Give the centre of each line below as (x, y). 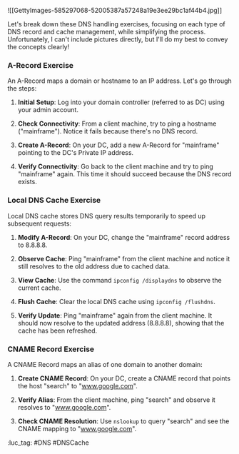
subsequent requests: (40, 223)
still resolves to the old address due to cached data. (94, 266)
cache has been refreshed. (57, 331)
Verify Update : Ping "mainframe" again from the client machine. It (115, 315)
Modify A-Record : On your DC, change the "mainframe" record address (124, 237)
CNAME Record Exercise (51, 349)
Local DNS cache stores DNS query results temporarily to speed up (106, 216)
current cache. (40, 288)
